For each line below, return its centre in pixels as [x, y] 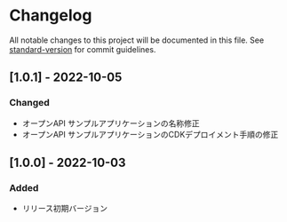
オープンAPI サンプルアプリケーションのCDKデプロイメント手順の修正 [150, 134]
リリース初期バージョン [65, 209]
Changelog [51, 16]
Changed [30, 103]
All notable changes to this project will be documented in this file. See [137, 40]
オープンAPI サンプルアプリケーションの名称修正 [111, 123]
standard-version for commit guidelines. [83, 49]
